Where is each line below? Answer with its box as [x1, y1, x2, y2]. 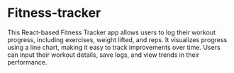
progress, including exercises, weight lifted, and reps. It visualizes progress [7, 35, 228, 44]
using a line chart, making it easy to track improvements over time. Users [7, 43, 221, 51]
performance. [7, 58, 48, 66]
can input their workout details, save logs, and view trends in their [7, 51, 200, 59]
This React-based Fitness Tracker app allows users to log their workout [7, 28, 216, 36]
